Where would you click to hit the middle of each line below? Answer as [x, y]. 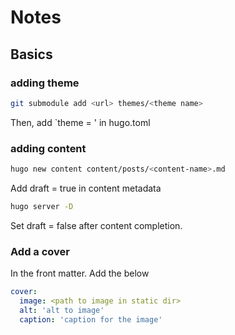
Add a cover [40, 251]
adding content [48, 148]
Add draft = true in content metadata [86, 188]
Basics [31, 54]
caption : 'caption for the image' [91, 319]
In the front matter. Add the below [80, 273]
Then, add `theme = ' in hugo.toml [80, 122]
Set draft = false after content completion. [96, 225]
